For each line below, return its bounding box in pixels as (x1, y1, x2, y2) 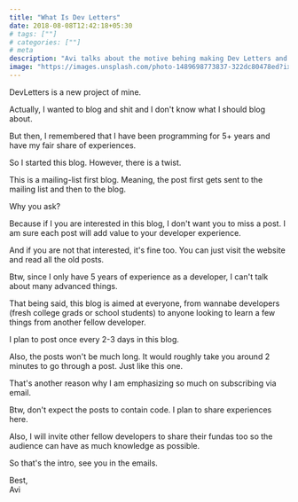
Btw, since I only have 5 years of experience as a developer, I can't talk (9, 271, 269, 282)
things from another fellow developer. (9, 317, 146, 327)
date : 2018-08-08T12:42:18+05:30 (9, 21, 133, 30)
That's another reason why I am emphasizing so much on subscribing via (9, 378, 277, 388)
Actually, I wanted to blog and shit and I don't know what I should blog (9, 104, 266, 114)
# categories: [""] (9, 37, 82, 47)
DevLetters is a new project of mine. (9, 86, 142, 98)
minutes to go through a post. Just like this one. (9, 360, 184, 371)
